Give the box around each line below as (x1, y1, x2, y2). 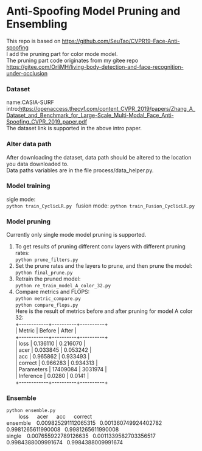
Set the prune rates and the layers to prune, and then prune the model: (15, 262, 193, 270)
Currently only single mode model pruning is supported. (6, 231, 147, 239)
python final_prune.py (15, 270, 73, 276)
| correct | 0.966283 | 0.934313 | (15, 359, 98, 366)
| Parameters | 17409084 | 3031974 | (15, 366, 107, 373)
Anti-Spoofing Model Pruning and (6, 4, 181, 18)
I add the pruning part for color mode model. (6, 50, 118, 57)
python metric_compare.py (15, 296, 81, 302)
